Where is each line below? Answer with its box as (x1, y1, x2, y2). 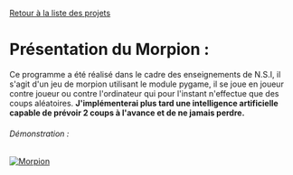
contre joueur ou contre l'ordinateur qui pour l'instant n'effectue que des (9, 87, 279, 98)
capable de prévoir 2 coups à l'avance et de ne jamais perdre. (9, 107, 245, 118)
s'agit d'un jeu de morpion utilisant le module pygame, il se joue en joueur (9, 78, 285, 89)
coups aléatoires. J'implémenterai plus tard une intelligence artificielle (9, 97, 279, 108)
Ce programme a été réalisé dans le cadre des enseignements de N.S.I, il (9, 69, 281, 79)
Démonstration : (9, 128, 70, 139)
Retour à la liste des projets (9, 8, 111, 18)
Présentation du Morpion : (9, 40, 210, 60)
